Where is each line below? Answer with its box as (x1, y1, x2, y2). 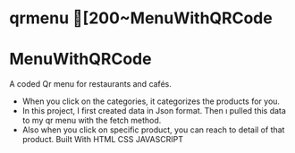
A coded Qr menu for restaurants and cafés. (9, 79, 172, 89)
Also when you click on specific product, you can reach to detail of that (21, 124, 285, 135)
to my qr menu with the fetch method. (21, 115, 162, 126)
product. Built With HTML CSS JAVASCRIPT (21, 134, 183, 145)
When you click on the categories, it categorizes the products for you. (21, 96, 280, 106)
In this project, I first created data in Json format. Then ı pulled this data (21, 106, 286, 116)
